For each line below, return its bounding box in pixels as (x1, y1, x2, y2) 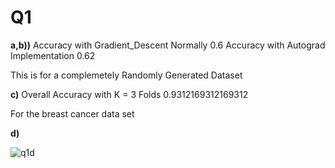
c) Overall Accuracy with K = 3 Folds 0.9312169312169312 (10, 88, 249, 100)
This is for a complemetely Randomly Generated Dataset (10, 69, 243, 81)
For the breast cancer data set (10, 107, 135, 120)
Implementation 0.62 (10, 49, 96, 61)
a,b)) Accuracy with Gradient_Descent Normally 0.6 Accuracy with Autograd (10, 39, 326, 51)
